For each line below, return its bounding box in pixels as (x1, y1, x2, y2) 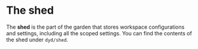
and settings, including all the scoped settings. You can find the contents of (6, 29, 193, 36)
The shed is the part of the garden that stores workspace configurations (6, 23, 185, 30)
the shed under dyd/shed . (6, 36, 69, 43)
